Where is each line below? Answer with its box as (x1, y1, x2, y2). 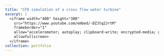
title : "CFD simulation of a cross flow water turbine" (5, 7, 121, 12)
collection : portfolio (5, 43, 51, 48)
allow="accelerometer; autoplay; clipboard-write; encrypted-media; (14, 30, 156, 35)
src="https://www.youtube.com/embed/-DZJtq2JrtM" (14, 20, 117, 26)
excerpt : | (5, 12, 27, 17)
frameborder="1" (14, 25, 47, 30)
